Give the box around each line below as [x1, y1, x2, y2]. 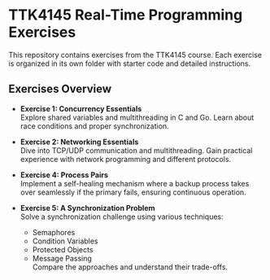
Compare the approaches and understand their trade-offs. [32, 262, 229, 272]
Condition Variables [32, 236, 99, 246]
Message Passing [32, 253, 92, 263]
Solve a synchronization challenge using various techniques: [20, 212, 224, 221]
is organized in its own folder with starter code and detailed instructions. [8, 59, 251, 68]
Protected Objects [32, 244, 94, 254]
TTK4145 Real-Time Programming [8, 6, 243, 24]
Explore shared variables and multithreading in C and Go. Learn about [20, 112, 255, 122]
